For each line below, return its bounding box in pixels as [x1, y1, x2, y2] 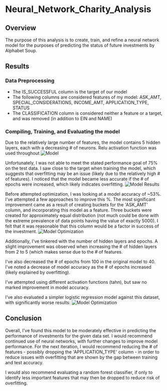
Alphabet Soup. [5, 48, 38, 53]
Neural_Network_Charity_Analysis [5, 4, 151, 15]
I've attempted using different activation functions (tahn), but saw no [5, 279, 147, 285]
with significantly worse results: [5, 299, 71, 305]
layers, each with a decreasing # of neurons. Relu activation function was [5, 144, 157, 150]
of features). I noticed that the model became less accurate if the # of [5, 176, 149, 182]
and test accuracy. [5, 359, 44, 365]
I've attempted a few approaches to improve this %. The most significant [5, 196, 155, 202]
